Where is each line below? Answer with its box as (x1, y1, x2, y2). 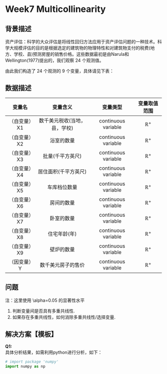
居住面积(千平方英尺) (38, 168, 87, 175)
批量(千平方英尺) (43, 152, 82, 159)
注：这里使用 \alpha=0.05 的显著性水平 (5, 297, 85, 303)
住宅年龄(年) (48, 230, 77, 237)
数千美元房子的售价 (39, 261, 85, 268)
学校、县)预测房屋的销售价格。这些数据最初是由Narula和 (13, 51, 129, 57)
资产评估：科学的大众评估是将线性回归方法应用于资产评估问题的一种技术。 (5, 39, 158, 44)
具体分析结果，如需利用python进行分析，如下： (5, 350, 102, 356)
